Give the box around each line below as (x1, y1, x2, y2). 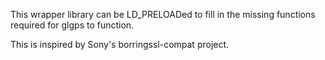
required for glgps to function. (10, 19, 135, 31)
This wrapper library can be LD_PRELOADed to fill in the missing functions (10, 9, 316, 20)
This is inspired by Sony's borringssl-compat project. (10, 39, 230, 50)
